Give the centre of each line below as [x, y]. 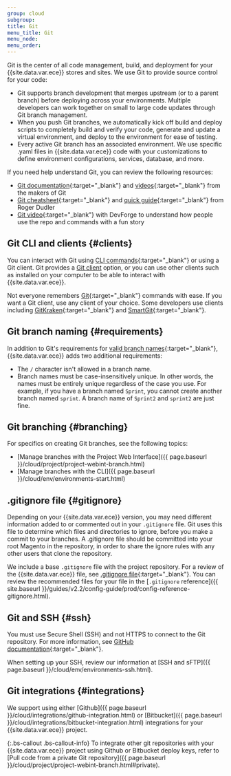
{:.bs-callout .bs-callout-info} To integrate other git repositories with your [111, 743]
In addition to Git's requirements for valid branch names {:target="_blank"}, [113, 348]
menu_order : [24, 45]
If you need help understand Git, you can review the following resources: [110, 172]
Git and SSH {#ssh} [49, 617]
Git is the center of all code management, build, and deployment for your [110, 65]
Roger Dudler [36, 207]
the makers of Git [42, 193]
